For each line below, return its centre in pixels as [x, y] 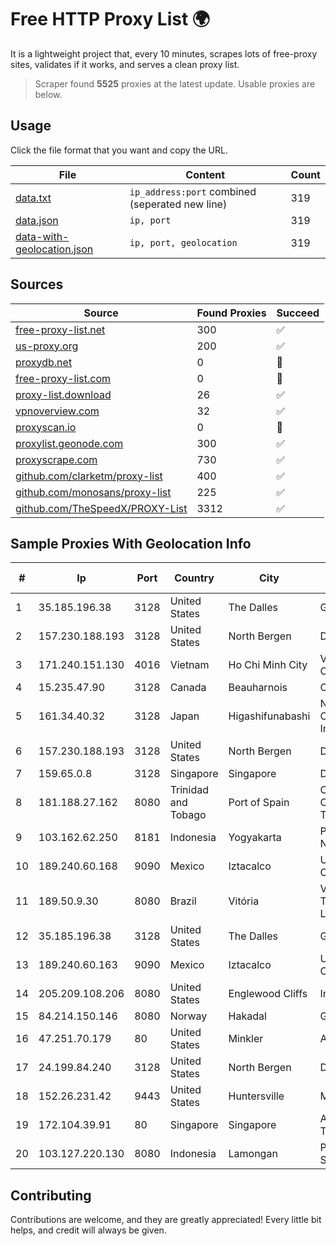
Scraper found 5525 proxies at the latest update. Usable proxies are [175, 83]
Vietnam [189, 665]
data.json [37, 220]
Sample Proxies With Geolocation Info [131, 543]
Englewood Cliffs [268, 994]
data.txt [33, 198]
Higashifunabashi [269, 716]
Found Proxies [231, 313]
